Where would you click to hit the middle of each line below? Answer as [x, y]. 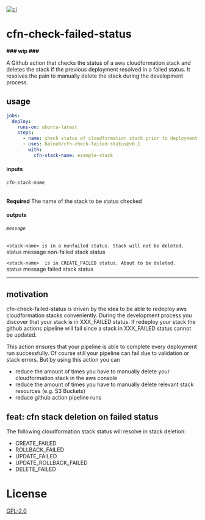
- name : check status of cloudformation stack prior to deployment [110, 138]
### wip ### [23, 51]
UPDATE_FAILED [36, 456]
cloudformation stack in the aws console [66, 378]
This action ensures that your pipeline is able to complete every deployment [102, 347]
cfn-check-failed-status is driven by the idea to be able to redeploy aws [97, 309]
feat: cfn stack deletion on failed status [82, 416]
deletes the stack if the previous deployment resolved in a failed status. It [98, 69]
